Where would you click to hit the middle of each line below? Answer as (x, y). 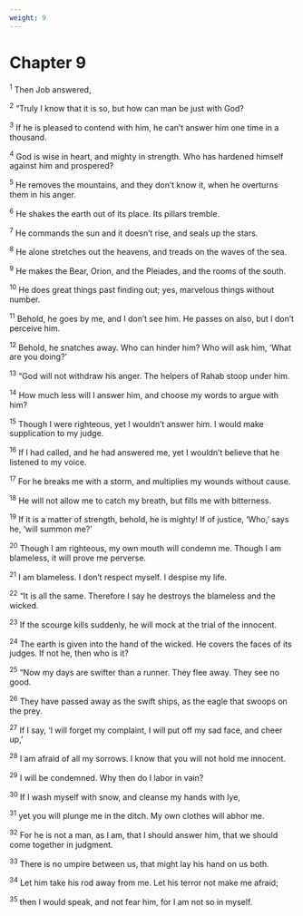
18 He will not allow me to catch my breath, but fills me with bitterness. (141, 500)
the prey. (26, 711)
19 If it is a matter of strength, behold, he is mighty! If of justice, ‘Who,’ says (149, 519)
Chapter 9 (48, 62)
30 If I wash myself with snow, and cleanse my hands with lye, (125, 796)
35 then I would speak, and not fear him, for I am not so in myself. (131, 901)
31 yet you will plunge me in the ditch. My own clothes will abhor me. (137, 815)
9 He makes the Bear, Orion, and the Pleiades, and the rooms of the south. (148, 270)
